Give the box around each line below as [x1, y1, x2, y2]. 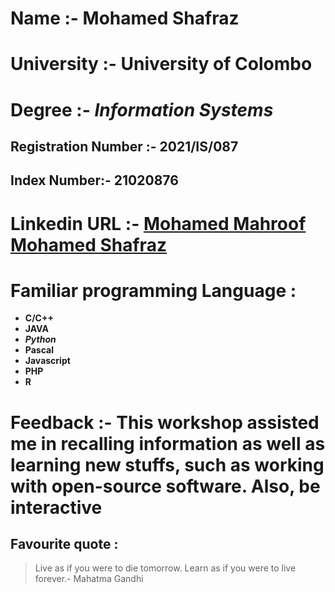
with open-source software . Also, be [10, 475, 321, 497]
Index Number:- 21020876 [10, 172, 179, 189]
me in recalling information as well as [10, 432, 326, 455]
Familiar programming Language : [10, 279, 297, 302]
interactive [10, 496, 103, 519]
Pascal [24, 344, 54, 356]
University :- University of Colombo [10, 53, 313, 76]
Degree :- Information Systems [10, 98, 274, 121]
